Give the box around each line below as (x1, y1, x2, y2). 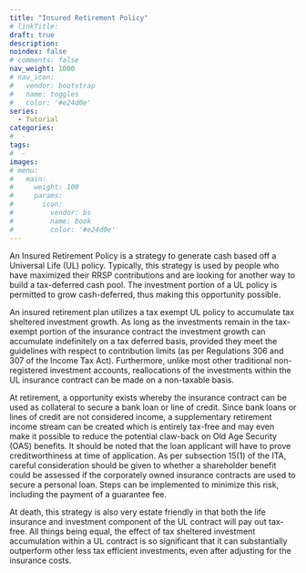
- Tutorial (17, 115, 59, 124)
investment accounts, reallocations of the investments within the (49, 364, 291, 375)
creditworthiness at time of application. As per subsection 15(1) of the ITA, (9, 450, 287, 461)
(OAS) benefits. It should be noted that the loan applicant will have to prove (9, 440, 291, 451)
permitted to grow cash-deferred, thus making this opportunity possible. (9, 289, 281, 300)
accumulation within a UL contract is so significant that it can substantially (9, 535, 288, 547)
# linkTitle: (9, 22, 59, 31)
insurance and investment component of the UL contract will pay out (9, 516, 267, 527)
